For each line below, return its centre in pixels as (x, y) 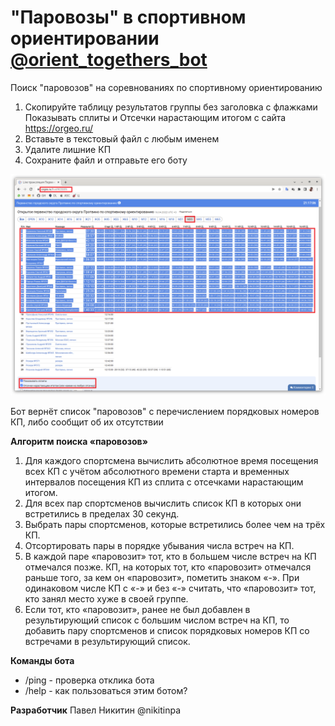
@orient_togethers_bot (109, 60)
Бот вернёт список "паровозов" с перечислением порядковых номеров (165, 412)
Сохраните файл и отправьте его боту (106, 160)
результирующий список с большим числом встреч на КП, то (157, 620)
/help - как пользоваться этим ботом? (106, 691)
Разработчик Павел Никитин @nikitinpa (96, 710)
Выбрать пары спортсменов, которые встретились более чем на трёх (175, 525)
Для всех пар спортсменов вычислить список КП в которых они (163, 503)
